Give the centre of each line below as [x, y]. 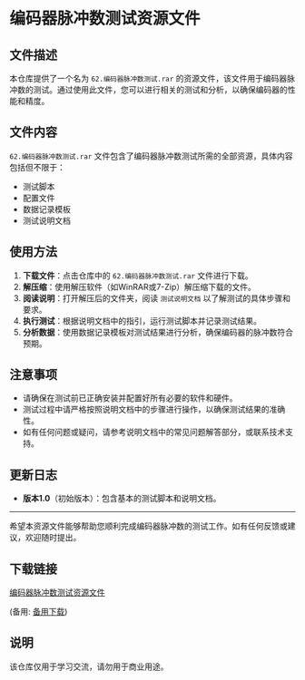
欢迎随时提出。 [53, 538]
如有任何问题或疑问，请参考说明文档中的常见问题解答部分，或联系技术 [154, 432]
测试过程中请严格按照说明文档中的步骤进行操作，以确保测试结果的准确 [154, 410]
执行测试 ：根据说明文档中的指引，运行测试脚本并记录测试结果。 [142, 321]
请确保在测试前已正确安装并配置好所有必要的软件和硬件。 [130, 398]
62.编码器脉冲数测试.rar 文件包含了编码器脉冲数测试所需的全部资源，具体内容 [151, 156]
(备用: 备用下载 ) [39, 612]
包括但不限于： [37, 167]
